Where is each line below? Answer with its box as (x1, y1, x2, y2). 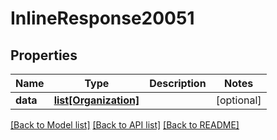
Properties (10, 47, 78, 64)
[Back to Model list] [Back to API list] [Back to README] (10, 119, 240, 131)
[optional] (215, 93, 262, 107)
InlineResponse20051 (10, 7, 195, 30)
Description (149, 77, 207, 90)
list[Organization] (53, 93, 140, 107)
